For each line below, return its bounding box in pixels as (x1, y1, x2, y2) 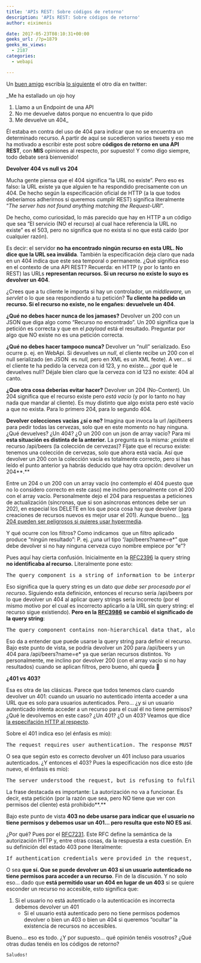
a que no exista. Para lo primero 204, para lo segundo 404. (6, 405, 152, 412)
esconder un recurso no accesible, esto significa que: (6, 885, 139, 892)
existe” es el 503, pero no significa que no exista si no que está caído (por (6, 226, 189, 234)
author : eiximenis (6, 20, 52, 26)
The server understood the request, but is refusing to (6, 777, 173, 784)
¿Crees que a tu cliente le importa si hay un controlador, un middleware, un (6, 288, 191, 295)
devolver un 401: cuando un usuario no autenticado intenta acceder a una (6, 693, 188, 700)
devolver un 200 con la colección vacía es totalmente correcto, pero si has (6, 455, 190, 462)
